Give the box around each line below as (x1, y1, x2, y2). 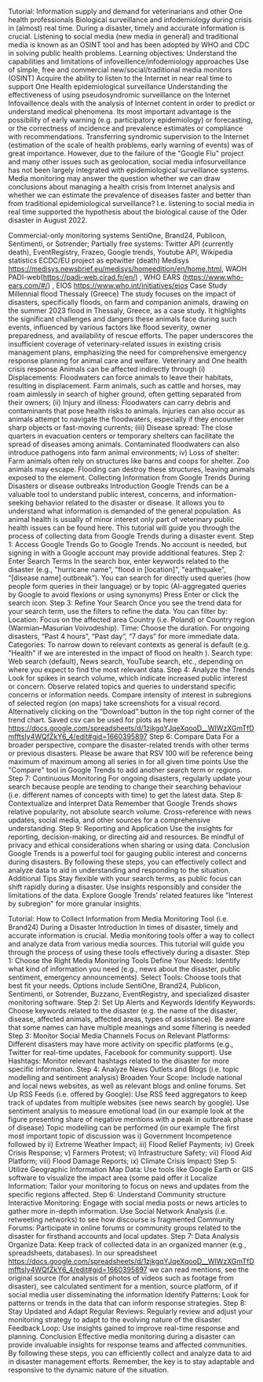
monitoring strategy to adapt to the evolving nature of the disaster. (8, 1315, 223, 1324)
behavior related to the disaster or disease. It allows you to (35, 498, 225, 507)
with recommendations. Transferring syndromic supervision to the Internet (8, 132, 250, 141)
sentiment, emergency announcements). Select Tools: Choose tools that (8, 972, 242, 982)
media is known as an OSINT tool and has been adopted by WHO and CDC (8, 40, 250, 50)
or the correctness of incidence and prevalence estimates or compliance (8, 123, 243, 133)
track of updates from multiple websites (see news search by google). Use (8, 1098, 250, 1107)
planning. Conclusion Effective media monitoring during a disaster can (8, 1332, 236, 1341)
